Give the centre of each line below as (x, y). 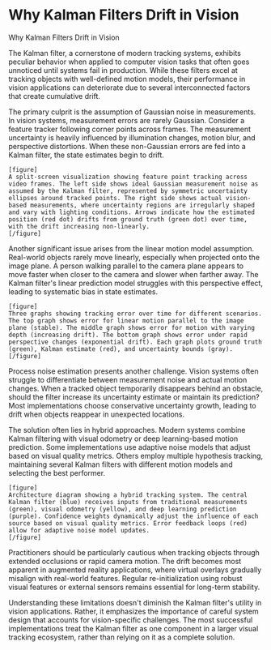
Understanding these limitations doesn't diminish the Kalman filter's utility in (135, 602)
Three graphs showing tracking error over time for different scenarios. (135, 314)
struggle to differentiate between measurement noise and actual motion (128, 379)
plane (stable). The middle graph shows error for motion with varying (131, 327)
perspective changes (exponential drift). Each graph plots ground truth (135, 342)
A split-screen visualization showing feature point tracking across (128, 177)
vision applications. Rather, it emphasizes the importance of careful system (133, 611)
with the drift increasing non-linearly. (79, 226)
